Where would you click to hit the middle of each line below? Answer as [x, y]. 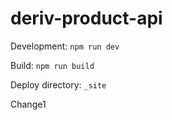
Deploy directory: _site [58, 84]
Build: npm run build [52, 65]
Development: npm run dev [65, 46]
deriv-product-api [86, 18]
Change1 [28, 104]
